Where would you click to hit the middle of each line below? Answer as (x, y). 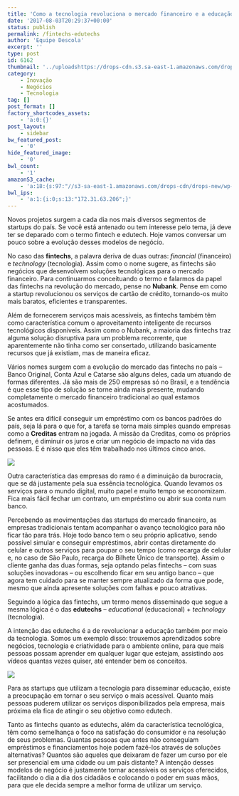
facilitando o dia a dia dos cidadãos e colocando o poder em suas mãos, (113, 777)
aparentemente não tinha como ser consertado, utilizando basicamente (112, 345)
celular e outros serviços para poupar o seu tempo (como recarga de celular (119, 550)
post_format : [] (31, 107)
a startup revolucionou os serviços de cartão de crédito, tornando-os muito (118, 294)
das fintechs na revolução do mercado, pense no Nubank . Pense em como (117, 286)
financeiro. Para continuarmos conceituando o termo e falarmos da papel (115, 279)
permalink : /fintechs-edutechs (54, 34)
